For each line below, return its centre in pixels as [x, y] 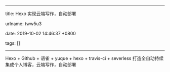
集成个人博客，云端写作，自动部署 [41, 64]
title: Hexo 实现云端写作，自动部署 [41, 14]
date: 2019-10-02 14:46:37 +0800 [40, 33]
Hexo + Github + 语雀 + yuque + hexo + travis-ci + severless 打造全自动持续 [84, 58]
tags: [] [13, 43]
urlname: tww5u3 [24, 24]
